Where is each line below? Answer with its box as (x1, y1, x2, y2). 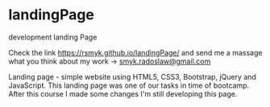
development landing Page (8, 32, 98, 42)
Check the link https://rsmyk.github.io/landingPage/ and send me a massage (8, 47, 263, 57)
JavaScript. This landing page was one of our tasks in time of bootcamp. (8, 80, 250, 90)
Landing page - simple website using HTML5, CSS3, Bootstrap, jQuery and (8, 72, 256, 81)
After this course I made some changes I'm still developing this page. (8, 88, 238, 98)
